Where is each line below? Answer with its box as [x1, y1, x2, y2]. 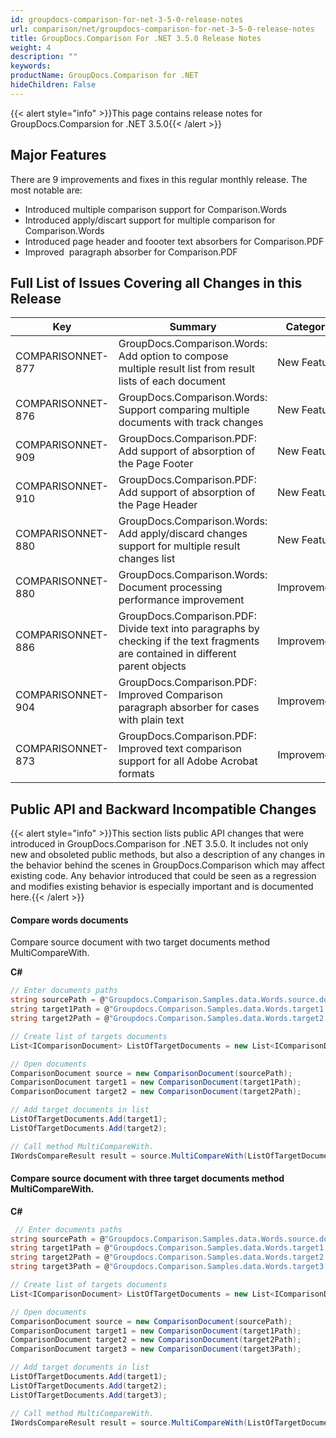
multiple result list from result [118, 362, 256, 376]
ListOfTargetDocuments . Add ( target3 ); [10, 1390, 168, 1400]
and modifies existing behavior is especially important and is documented [10, 881, 314, 893]
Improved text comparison [118, 742, 242, 756]
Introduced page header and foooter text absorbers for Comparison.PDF [24, 235, 325, 247]
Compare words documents [10, 914, 129, 926]
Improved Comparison [118, 688, 223, 702]
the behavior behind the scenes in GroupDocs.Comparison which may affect [10, 859, 325, 871]
